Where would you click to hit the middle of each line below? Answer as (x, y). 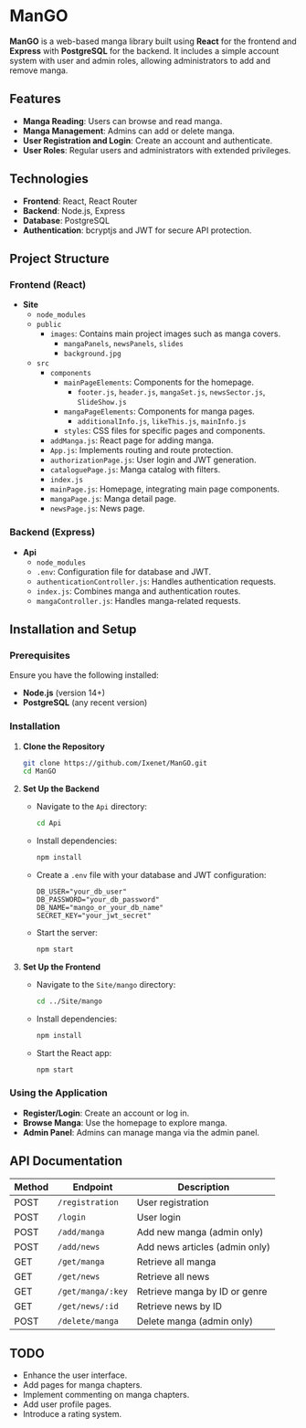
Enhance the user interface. (75, 1375)
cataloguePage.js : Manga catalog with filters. (135, 470)
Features (35, 99)
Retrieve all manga (176, 1262)
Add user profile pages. (67, 1404)
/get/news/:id (88, 1306)
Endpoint (93, 1187)
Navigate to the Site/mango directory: (106, 984)
